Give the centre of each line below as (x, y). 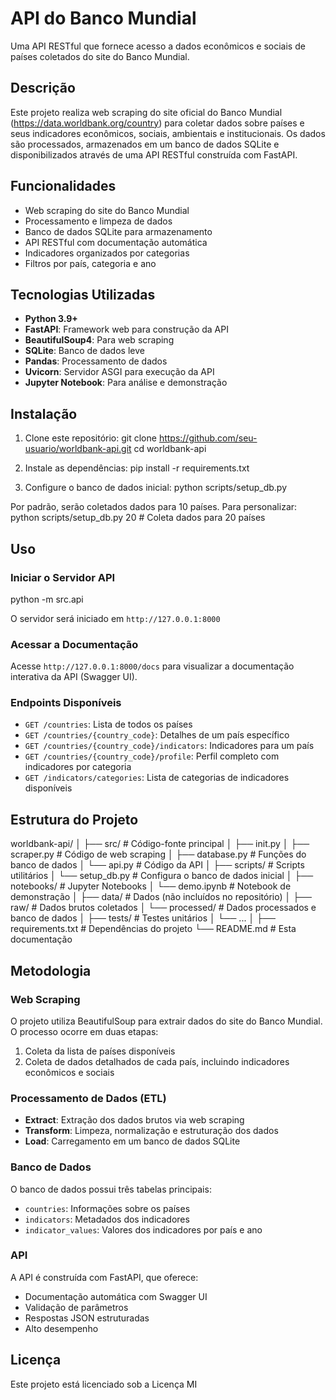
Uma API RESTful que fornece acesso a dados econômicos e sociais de (158, 46)
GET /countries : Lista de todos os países (108, 724)
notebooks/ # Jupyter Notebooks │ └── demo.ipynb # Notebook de (151, 886)
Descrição (43, 88)
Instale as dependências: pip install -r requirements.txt (137, 468)
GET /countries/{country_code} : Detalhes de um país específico (157, 735)
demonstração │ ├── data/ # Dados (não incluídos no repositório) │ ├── (161, 897)
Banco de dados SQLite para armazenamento (118, 231)
